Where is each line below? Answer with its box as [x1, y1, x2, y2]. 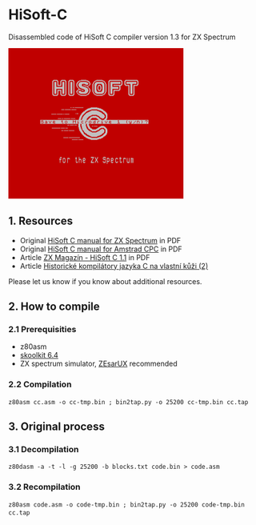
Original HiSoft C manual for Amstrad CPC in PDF [19, 244, 182, 254]
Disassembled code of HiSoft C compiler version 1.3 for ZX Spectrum [8, 32, 236, 42]
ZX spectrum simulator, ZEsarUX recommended [19, 359, 178, 369]
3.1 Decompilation [8, 444, 79, 455]
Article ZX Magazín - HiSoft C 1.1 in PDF [19, 252, 150, 262]
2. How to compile [8, 300, 100, 314]
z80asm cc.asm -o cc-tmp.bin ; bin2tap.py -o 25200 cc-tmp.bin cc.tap [8, 398, 249, 406]
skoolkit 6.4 [19, 351, 58, 360]
